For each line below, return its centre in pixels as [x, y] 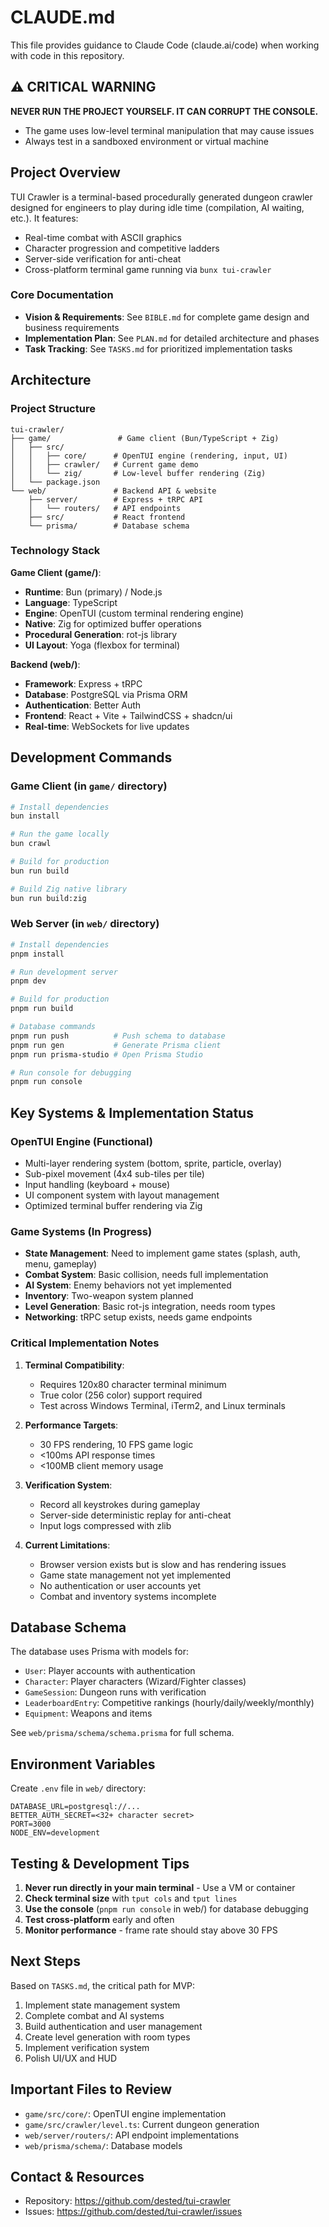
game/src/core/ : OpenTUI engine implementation [125, 2113]
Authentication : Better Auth [83, 705]
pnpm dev [28, 981]
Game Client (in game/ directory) [89, 786]
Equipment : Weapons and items [88, 1713]
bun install [35, 816]
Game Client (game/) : [56, 572]
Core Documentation [62, 295]
